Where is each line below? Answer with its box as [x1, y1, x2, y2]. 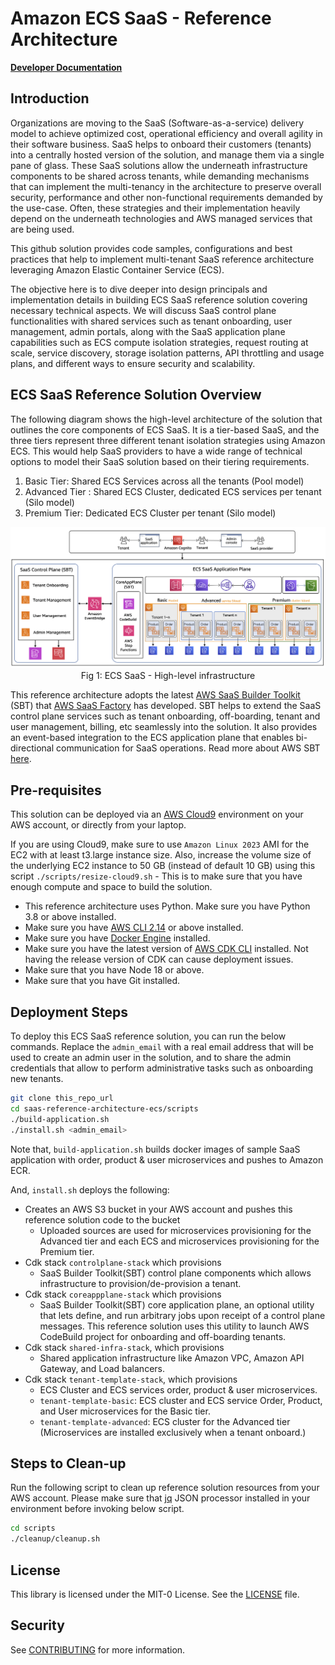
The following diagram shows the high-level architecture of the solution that [10, 413, 323, 425]
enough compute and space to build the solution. [10, 881, 213, 893]
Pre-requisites [10, 782, 102, 799]
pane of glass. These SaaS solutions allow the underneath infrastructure [10, 159, 308, 171]
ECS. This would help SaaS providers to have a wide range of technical [10, 445, 303, 457]
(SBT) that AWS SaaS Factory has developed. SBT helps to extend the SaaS [10, 700, 322, 712]
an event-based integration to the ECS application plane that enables [10, 732, 294, 744]
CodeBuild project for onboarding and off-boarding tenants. [39, 1330, 287, 1342]
